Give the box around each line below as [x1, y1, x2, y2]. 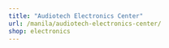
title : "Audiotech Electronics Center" [8, 11, 144, 20]
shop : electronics [8, 27, 71, 35]
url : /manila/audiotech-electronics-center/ [8, 20, 162, 28]
